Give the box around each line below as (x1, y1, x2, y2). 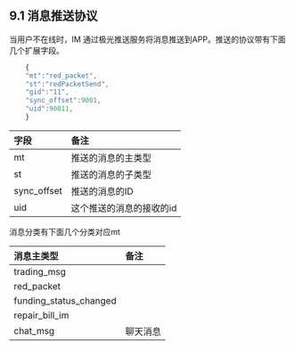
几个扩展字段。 (9, 45, 64, 55)
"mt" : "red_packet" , (25, 71, 98, 80)
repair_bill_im (13, 309, 70, 321)
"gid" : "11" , (25, 87, 70, 96)
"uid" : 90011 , (25, 104, 74, 113)
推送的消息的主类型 (70, 151, 152, 163)
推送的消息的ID (70, 185, 134, 197)
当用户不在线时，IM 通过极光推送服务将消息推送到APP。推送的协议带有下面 (9, 34, 286, 45)
